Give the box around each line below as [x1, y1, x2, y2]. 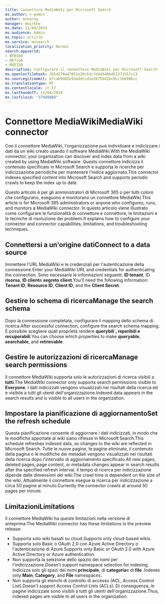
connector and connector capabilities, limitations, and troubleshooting [5, 221, 148, 227]
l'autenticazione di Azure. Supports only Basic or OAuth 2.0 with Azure [12, 546, 155, 552]
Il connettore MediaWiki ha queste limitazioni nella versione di [5, 515, 131, 521]
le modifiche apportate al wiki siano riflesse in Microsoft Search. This [5, 435, 144, 441]
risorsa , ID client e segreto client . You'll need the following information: [5, 277, 149, 283]
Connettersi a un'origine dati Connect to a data [5, 241, 150, 249]
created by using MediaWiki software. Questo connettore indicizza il [5, 159, 144, 165]
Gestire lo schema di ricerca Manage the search [5, 297, 154, 305]
